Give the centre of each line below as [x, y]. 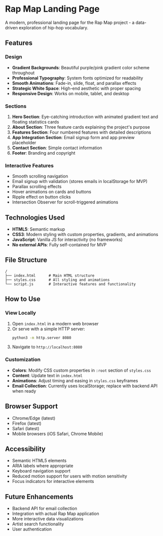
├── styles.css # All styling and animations [57, 280]
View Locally [21, 313]
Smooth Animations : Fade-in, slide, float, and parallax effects [74, 83]
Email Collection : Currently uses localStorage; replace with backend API [85, 386]
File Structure [26, 260]
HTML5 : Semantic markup [38, 229]
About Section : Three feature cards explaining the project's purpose [81, 127]
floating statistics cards [36, 122]
